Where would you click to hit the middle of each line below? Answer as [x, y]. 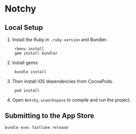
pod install [27, 91]
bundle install [30, 72]
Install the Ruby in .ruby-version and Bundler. [60, 39]
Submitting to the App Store [50, 116]
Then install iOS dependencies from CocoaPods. [63, 81]
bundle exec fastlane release [37, 127]
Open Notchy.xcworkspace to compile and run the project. [71, 100]
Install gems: [25, 63]
